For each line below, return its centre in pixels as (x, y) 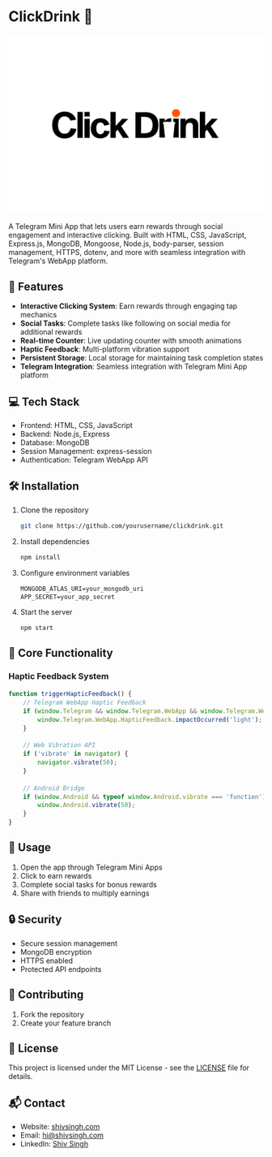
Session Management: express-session (86, 451)
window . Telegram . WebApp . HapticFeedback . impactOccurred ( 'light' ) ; (150, 719)
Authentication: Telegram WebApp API (84, 460)
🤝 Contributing (46, 995)
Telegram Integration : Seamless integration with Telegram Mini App (134, 367)
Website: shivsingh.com (60, 1127)
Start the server (46, 611)
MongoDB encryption (56, 952)
